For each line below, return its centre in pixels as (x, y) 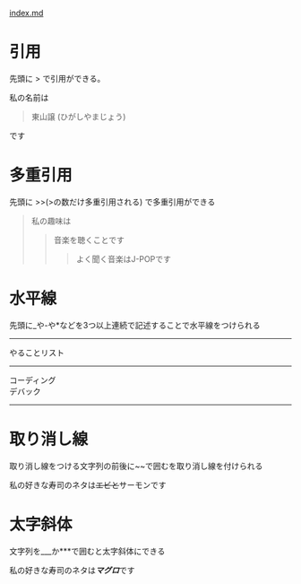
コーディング (33, 379)
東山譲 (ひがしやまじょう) (78, 117)
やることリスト (37, 353)
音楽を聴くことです (89, 240)
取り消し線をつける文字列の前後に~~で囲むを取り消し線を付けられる (136, 466)
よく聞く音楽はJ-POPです (124, 258)
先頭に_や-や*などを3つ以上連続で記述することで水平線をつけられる (135, 325)
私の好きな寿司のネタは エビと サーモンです (88, 484)
